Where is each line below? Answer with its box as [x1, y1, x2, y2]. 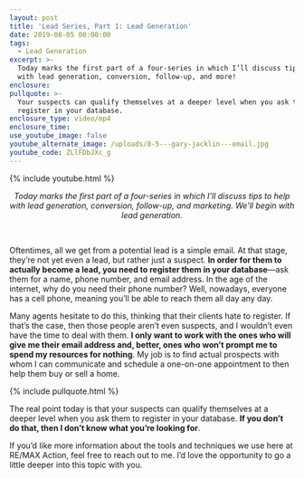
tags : [9, 38, 30, 48]
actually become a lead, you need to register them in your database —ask [9, 263, 290, 274]
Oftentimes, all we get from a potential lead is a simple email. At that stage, [9, 244, 288, 255]
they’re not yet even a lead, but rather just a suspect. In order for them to [9, 254, 282, 265]
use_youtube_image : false [9, 131, 107, 140]
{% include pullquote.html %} [9, 386, 119, 397]
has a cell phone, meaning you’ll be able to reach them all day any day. [9, 292, 273, 303]
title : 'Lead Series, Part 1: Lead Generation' [9, 22, 193, 31]
